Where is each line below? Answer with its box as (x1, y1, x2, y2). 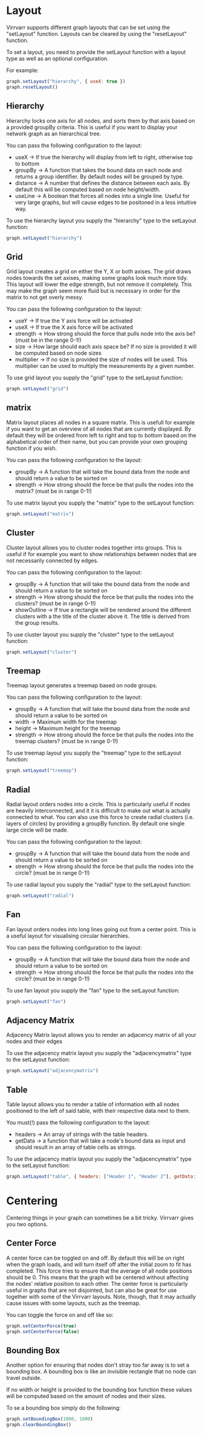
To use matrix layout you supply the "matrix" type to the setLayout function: (6, 499, 195, 506)
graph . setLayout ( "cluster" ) (6, 649, 77, 655)
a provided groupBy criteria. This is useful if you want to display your (6, 123, 178, 131)
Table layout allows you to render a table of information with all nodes (6, 1101, 179, 1108)
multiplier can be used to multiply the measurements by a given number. (14, 362, 195, 370)
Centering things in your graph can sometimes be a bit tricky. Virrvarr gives (6, 1214, 194, 1221)
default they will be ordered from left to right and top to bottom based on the (6, 432, 196, 439)
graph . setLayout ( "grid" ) (6, 386, 69, 392)
